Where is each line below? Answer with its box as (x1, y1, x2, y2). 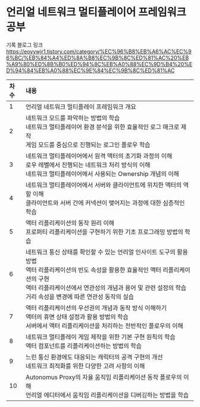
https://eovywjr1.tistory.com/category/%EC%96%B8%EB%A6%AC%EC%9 (6, 48, 192, 55)
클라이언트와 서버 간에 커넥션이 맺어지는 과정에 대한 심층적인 (26, 198, 185, 207)
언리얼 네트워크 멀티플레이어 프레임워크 (6, 5, 186, 19)
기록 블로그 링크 (6, 41, 43, 48)
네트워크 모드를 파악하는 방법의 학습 (26, 114, 120, 122)
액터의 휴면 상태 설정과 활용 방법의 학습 (26, 312, 129, 321)
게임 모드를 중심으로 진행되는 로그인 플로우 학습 (26, 141, 151, 149)
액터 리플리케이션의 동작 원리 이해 (26, 219, 115, 227)
